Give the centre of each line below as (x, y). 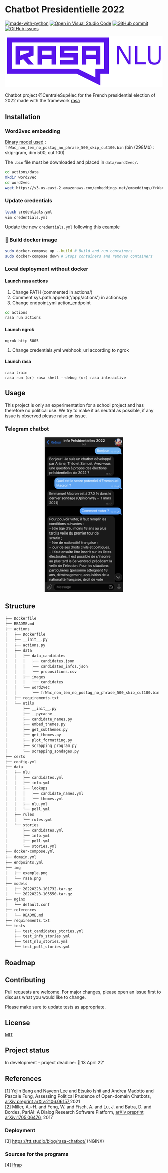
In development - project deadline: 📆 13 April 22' (55, 1062)
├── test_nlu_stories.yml (41, 942)
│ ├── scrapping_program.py (41, 745)
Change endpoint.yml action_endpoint (51, 303)
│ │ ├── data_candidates (35, 656)
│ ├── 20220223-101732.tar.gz (39, 889)
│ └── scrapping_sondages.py (42, 751)
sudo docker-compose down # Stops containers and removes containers (79, 256)
